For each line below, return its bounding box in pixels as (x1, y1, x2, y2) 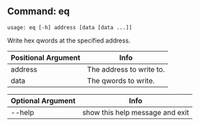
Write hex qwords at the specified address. (7, 36, 131, 45)
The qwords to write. (86, 76, 155, 86)
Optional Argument (10, 95, 76, 105)
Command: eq (7, 6, 70, 17)
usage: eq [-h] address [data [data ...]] (7, 24, 132, 31)
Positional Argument (10, 52, 81, 62)
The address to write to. (86, 64, 165, 74)
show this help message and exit (82, 107, 190, 117)
